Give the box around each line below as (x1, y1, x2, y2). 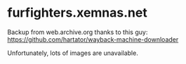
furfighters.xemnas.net (7, 5, 147, 21)
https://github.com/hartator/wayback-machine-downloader (7, 35, 179, 43)
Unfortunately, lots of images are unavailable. (7, 49, 138, 57)
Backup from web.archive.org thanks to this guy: (7, 28, 148, 36)
